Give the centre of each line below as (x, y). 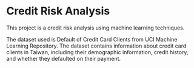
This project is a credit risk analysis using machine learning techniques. (95, 28)
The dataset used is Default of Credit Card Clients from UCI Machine (92, 39)
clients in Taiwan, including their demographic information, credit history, (97, 52)
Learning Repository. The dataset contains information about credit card (96, 46)
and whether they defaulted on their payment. (64, 58)
